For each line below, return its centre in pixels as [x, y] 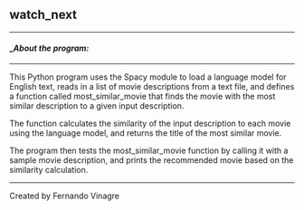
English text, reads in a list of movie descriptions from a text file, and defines [152, 87]
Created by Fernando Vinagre [65, 196]
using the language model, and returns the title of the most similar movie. [146, 133]
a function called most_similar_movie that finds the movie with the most [142, 96]
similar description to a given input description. [97, 106]
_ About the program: [49, 48]
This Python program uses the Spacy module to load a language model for [148, 77]
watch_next [43, 15]
